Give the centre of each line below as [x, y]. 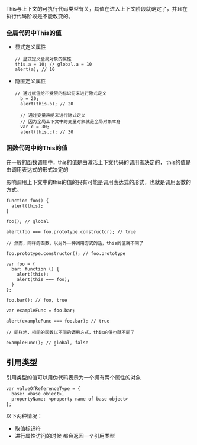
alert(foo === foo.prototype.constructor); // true [71, 232]
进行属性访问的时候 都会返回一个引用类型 [65, 436]
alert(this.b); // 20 [47, 104]
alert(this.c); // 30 [47, 132]
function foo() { [28, 201]
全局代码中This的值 [34, 33]
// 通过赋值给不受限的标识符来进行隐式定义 [61, 93]
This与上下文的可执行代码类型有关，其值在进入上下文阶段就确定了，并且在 [97, 9]
